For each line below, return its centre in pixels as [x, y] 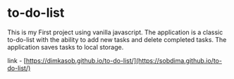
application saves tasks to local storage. [66, 47]
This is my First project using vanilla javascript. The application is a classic [115, 32]
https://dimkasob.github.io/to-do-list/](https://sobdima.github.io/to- [124, 60]
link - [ [17, 60]
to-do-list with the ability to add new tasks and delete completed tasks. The [117, 39]
